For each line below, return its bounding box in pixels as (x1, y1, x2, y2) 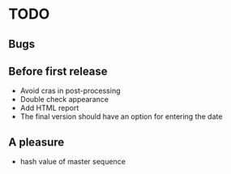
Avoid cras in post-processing (19, 86, 121, 95)
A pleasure (8, 135, 65, 149)
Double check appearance (19, 95, 109, 104)
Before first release (8, 64, 108, 78)
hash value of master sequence (19, 157, 126, 167)
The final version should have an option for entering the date (19, 112, 223, 121)
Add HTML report (19, 103, 79, 113)
